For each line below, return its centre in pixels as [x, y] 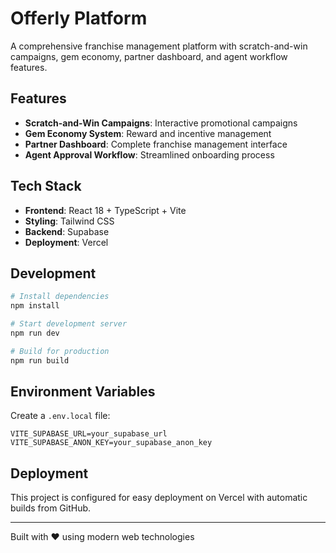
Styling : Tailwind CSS [69, 221]
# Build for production [60, 351]
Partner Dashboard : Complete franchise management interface [156, 144]
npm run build [40, 360]
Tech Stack [46, 186]
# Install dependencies [60, 297]
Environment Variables [83, 392]
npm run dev [35, 333]
